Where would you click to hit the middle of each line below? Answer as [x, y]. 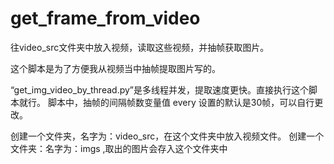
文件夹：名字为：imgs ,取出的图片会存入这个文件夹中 [119, 148]
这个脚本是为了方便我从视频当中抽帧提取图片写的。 [115, 68]
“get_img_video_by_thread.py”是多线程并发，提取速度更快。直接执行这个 [160, 89]
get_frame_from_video [105, 18]
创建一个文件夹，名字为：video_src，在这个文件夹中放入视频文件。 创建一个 [167, 136]
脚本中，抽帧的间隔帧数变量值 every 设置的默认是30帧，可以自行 [181, 102]
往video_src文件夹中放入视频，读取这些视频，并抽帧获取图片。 [140, 47]
